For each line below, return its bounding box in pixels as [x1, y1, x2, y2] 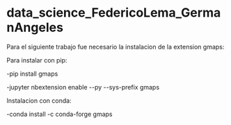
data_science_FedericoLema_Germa [6, 5, 221, 21]
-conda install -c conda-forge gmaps [6, 110, 113, 118]
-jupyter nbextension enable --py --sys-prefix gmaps [6, 83, 160, 91]
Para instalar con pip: [6, 56, 67, 64]
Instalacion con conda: [6, 96, 72, 105]
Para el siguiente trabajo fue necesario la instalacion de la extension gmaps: [6, 42, 225, 51]
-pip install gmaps [6, 69, 58, 78]
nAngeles [6, 19, 64, 35]
